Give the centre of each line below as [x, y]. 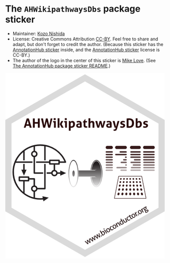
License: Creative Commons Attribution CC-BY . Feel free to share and [85, 39]
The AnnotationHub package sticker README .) [61, 66]
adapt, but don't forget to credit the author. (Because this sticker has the [88, 44]
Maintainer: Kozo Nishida [38, 33]
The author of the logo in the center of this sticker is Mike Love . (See [84, 60]
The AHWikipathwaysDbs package [73, 9]
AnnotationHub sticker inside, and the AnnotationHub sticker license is [86, 50]
